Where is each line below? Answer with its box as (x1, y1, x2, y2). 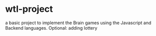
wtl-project (5, 3, 53, 15)
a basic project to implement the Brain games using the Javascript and (5, 20, 152, 26)
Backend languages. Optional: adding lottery (5, 25, 98, 31)
